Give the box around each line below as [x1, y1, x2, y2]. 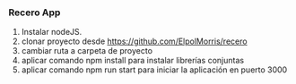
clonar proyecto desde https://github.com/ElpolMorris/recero [21, 36, 248, 46]
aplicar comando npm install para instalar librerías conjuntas [21, 55, 244, 66]
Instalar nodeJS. [21, 27, 83, 38]
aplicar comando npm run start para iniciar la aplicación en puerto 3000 [21, 64, 288, 75]
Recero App [8, 6, 61, 19]
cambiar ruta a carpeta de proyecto [21, 46, 153, 56]
